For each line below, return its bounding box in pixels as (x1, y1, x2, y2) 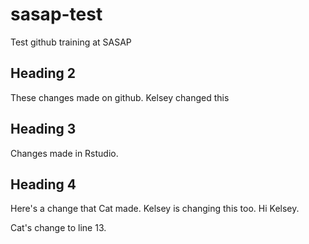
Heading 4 (10, 176, 77, 193)
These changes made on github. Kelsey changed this (10, 91, 230, 103)
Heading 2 (10, 65, 77, 82)
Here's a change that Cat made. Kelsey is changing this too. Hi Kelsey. (10, 203, 300, 215)
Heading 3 (10, 121, 77, 138)
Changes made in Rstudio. (10, 147, 119, 159)
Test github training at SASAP (10, 36, 132, 48)
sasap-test (10, 3, 103, 26)
